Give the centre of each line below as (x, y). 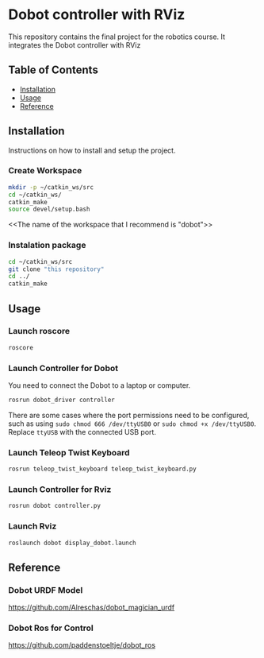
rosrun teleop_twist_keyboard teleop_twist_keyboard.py (102, 469)
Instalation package (47, 246)
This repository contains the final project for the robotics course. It (117, 37)
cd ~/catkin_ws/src (40, 261)
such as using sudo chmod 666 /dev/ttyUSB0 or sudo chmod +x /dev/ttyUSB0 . (132, 424)
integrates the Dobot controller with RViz (75, 45)
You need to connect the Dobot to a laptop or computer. (99, 385)
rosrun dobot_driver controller (61, 400)
